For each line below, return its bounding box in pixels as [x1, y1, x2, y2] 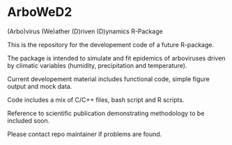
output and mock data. [7, 82, 72, 90]
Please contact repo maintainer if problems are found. [7, 130, 162, 138]
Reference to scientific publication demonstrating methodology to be [7, 109, 205, 117]
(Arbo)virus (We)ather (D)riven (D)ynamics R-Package [7, 27, 163, 35]
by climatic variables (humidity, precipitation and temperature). [7, 61, 187, 69]
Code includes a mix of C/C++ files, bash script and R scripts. [7, 95, 185, 104]
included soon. [7, 116, 50, 125]
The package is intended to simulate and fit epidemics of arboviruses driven [7, 53, 226, 62]
